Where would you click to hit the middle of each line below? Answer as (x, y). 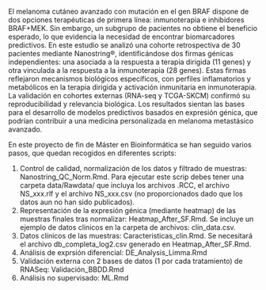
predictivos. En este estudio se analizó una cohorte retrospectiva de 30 (125, 45)
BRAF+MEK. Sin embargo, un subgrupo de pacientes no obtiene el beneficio (133, 28)
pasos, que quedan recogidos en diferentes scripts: (92, 153)
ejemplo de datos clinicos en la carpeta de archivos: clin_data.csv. (127, 227)
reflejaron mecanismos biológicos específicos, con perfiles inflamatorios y (129, 79)
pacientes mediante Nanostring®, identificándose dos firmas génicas (121, 53)
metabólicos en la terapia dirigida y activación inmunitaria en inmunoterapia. (133, 87)
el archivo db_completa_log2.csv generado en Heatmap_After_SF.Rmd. (135, 244)
